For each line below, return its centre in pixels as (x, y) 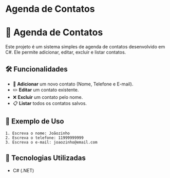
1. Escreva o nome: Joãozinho (38, 133)
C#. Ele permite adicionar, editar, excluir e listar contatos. (66, 52)
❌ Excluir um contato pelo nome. (48, 97)
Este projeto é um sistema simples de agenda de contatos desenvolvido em (85, 47)
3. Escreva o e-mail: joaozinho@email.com (51, 142)
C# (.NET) (23, 170)
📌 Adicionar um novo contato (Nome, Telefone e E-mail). (73, 84)
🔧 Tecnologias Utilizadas (45, 158)
